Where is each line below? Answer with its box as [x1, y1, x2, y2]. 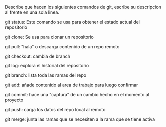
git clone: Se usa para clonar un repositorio [5, 34, 94, 40]
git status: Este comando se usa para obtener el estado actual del [5, 19, 140, 25]
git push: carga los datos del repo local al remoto [5, 107, 106, 112]
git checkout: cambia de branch [5, 53, 71, 59]
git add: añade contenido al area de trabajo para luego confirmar [5, 82, 138, 88]
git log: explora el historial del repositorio [5, 63, 89, 68]
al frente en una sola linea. [5, 9, 60, 15]
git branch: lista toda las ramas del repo [5, 72, 86, 78]
